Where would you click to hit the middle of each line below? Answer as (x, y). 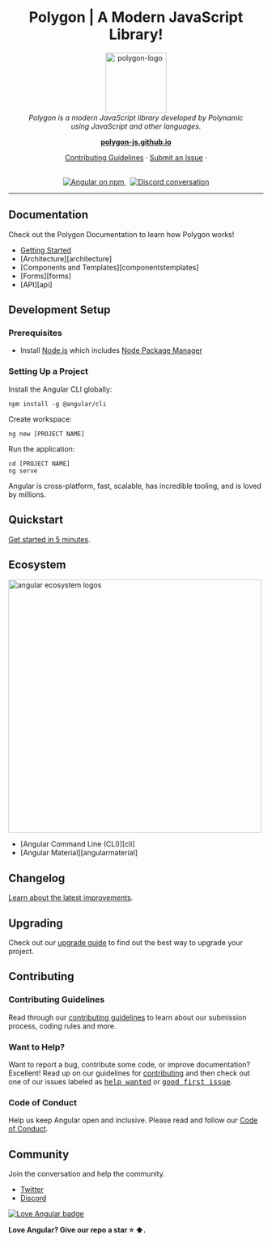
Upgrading (36, 923)
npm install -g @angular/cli (57, 404)
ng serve (23, 471)
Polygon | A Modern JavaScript (136, 17)
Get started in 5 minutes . (49, 539)
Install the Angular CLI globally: (60, 389)
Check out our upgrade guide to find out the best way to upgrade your (125, 942)
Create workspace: (40, 419)
